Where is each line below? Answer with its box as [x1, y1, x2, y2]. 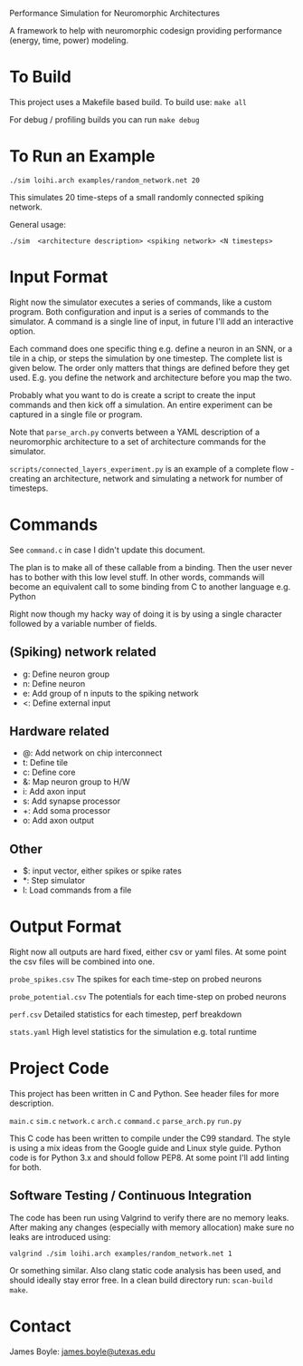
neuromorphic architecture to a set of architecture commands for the [9, 435, 267, 447]
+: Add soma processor [22, 805, 111, 816]
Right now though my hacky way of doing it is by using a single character [9, 608, 282, 620]
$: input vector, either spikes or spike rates [22, 865, 183, 876]
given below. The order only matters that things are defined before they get [9, 362, 290, 373]
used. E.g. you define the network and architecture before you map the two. [9, 372, 292, 383]
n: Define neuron [22, 678, 86, 688]
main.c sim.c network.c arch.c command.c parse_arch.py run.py [9, 1117, 242, 1127]
